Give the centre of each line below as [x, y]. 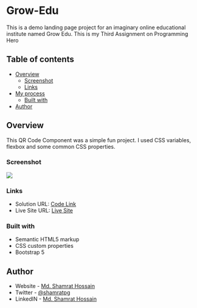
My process [30, 93]
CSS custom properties [44, 246]
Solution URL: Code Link [46, 204]
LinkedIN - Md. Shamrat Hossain [56, 299]
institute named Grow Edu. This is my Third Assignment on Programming [97, 33]
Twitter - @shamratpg [43, 293]
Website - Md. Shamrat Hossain [55, 286]
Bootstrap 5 [30, 252]
